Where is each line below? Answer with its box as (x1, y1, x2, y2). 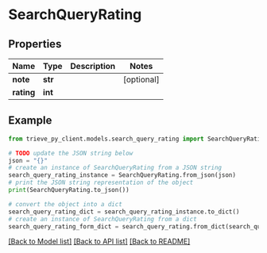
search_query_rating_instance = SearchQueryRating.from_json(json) (8, 171, 237, 179)
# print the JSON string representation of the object (8, 178, 194, 187)
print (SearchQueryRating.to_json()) (8, 186, 130, 194)
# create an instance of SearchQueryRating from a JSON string (8, 164, 222, 172)
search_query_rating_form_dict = (8, 222, 119, 231)
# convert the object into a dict (8, 200, 123, 208)
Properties (8, 37, 62, 51)
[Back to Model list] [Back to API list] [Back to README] (8, 236, 191, 247)
